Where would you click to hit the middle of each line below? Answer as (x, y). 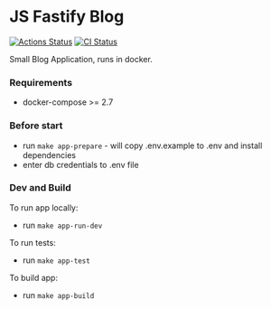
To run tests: (33, 242)
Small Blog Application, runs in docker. (81, 59)
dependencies (49, 154)
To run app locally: (44, 207)
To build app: (34, 277)
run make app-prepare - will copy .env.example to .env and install (142, 145)
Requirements (41, 82)
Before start (36, 126)
